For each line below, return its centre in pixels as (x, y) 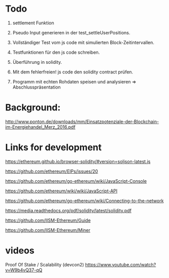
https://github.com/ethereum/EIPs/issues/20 (52, 171)
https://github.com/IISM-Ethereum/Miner (48, 230)
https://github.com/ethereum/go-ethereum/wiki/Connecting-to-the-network (85, 201)
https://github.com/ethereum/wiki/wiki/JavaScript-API (61, 191)
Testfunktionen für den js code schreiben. (56, 52)
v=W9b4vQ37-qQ (24, 270)
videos (20, 251)
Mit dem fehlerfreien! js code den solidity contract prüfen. (73, 72)
